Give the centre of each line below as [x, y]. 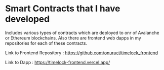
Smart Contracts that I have [63, 9]
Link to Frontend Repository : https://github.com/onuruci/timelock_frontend [82, 53]
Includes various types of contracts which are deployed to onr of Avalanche [82, 33]
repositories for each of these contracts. [46, 43]
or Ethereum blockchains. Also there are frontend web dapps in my [73, 38]
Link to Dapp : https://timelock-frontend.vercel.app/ [58, 62]
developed [27, 19]
